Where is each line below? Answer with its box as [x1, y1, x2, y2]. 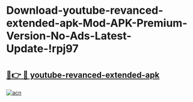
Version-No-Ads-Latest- [6, 29, 132, 43]
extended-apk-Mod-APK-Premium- [6, 16, 188, 30]
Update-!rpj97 [6, 42, 79, 56]
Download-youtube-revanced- [6, 4, 164, 17]
